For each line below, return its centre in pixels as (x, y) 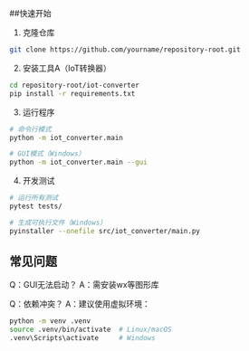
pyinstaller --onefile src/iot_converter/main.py (105, 231)
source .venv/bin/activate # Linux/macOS (91, 330)
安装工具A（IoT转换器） (67, 68)
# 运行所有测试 (34, 198)
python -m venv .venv (50, 321)
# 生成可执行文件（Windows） (58, 223)
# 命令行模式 (30, 129)
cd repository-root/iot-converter (75, 85)
